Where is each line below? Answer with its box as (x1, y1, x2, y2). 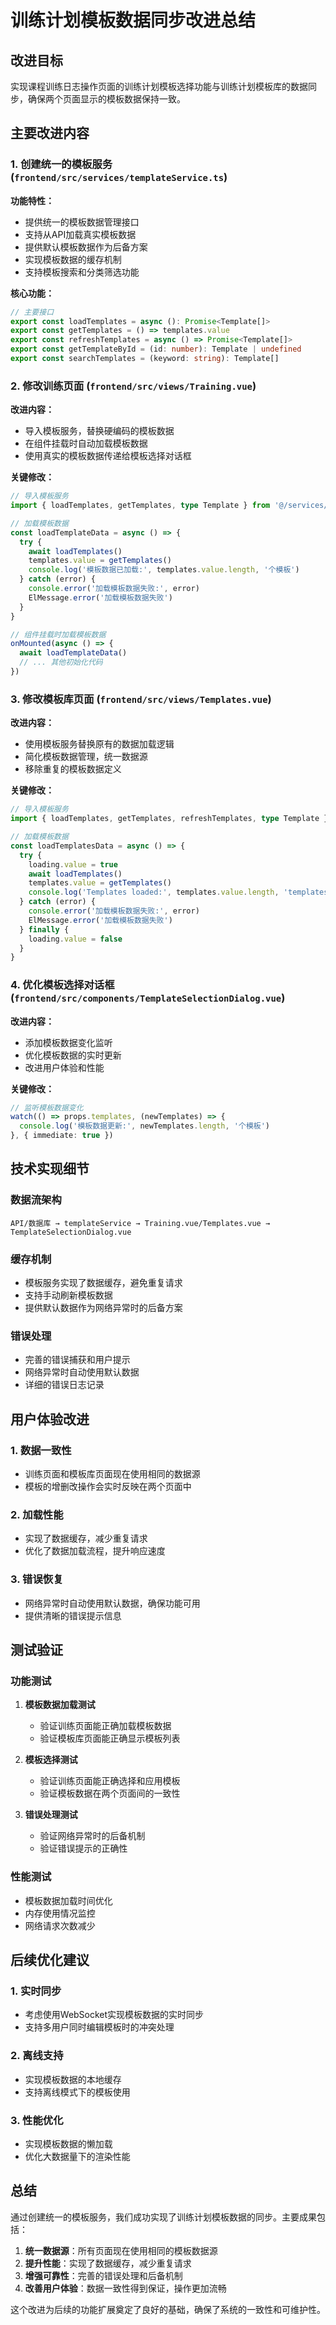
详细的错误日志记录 (24, 1379, 105, 1391)
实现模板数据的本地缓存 (24, 2073, 122, 2085)
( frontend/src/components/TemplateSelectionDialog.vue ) (10, 991, 286, 1005)
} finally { (19, 924, 70, 935)
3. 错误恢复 (10, 1572, 64, 1586)
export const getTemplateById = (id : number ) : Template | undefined (10, 344, 302, 355)
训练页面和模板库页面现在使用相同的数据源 (24, 1468, 201, 1480)
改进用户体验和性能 (24, 1061, 105, 1073)
